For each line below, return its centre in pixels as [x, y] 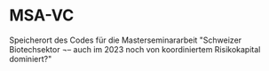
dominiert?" [31, 59]
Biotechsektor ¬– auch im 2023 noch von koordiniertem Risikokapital [135, 49]
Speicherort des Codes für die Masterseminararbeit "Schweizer [126, 40]
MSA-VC [42, 16]
